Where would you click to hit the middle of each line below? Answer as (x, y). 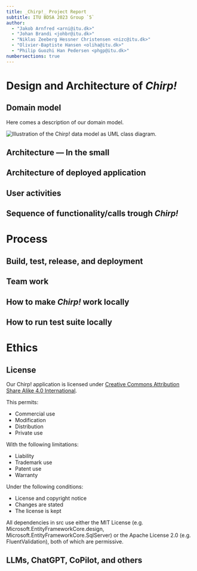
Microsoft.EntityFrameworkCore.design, (55, 529)
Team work (27, 282)
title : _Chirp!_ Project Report (46, 12)
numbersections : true (33, 56)
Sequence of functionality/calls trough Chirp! (92, 214)
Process (27, 239)
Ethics (22, 348)
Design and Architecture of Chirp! (92, 86)
